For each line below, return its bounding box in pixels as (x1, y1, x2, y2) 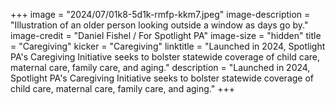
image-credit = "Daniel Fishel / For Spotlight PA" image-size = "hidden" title (10, 30, 322, 41)
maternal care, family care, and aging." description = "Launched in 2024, (10, 62, 311, 73)
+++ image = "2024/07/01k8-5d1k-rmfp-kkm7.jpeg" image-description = (10, 9, 311, 20)
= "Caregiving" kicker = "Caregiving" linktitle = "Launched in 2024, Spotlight (10, 40, 326, 52)
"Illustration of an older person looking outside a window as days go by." (10, 19, 309, 31)
